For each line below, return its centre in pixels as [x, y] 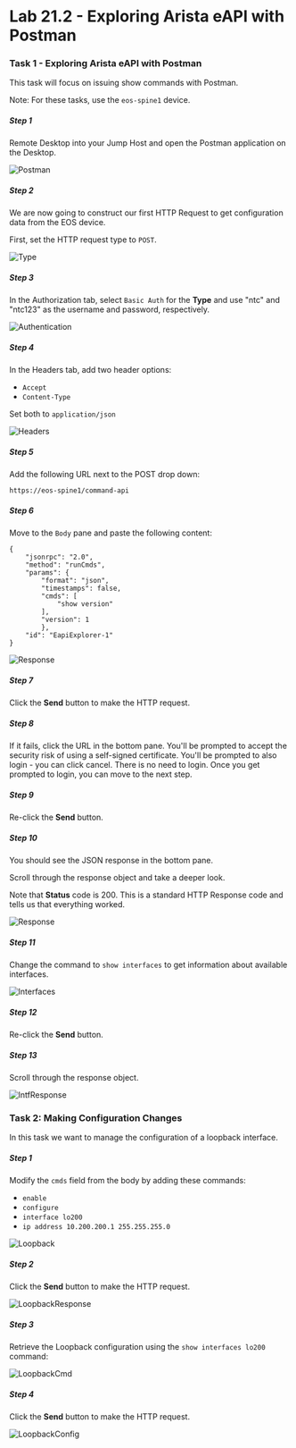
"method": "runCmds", [65, 565]
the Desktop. [33, 153]
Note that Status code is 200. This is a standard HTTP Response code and [146, 895]
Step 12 [23, 1012]
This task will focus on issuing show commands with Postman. [124, 83]
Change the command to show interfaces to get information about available [148, 965]
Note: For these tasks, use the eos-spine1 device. [100, 100]
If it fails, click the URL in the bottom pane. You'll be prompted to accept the [148, 746]
